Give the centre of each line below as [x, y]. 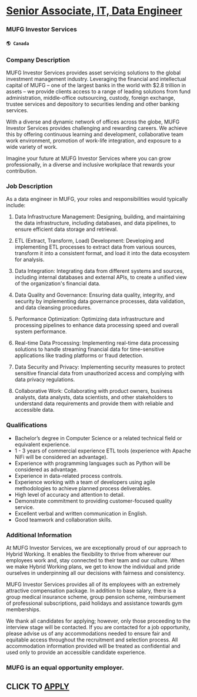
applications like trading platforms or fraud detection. [79, 356]
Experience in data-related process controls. [69, 475]
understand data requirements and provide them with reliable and [94, 403]
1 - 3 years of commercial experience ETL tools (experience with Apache [103, 451]
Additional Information [39, 535]
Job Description [29, 186]
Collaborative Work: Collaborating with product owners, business [94, 391]
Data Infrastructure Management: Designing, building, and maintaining [100, 217]
